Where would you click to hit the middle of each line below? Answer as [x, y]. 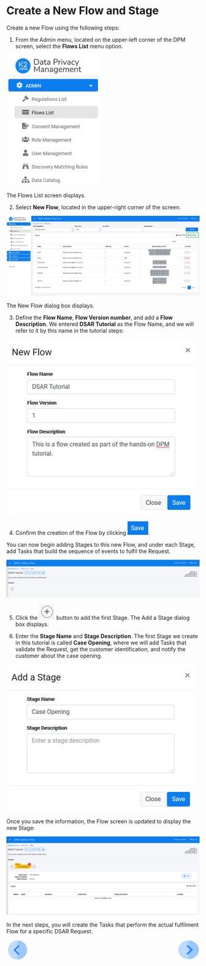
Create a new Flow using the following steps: [63, 28]
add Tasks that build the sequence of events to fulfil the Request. [89, 551]
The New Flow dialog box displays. [51, 306]
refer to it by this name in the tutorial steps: [70, 330]
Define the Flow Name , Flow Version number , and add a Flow [94, 317]
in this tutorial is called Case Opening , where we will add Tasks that [101, 643]
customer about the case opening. [59, 656]
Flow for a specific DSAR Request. [50, 932]
